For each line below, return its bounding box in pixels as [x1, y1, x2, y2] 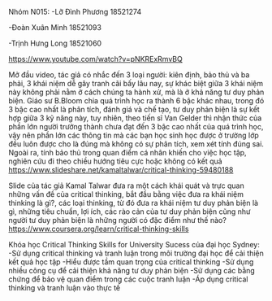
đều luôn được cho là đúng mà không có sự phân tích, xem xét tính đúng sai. [8, 139, 264, 149]
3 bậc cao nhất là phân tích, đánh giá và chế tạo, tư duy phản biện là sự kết [8, 105, 260, 114]
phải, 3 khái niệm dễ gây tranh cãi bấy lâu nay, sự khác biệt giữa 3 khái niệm [8, 79, 264, 88]
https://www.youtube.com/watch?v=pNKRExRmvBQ [8, 55, 183, 63]
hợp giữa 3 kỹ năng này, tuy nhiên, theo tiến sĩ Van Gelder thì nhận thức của [8, 113, 262, 123]
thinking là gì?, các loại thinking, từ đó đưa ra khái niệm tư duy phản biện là [8, 198, 258, 207]
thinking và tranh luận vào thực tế [8, 283, 120, 292]
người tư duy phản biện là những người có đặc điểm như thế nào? [8, 216, 227, 225]
